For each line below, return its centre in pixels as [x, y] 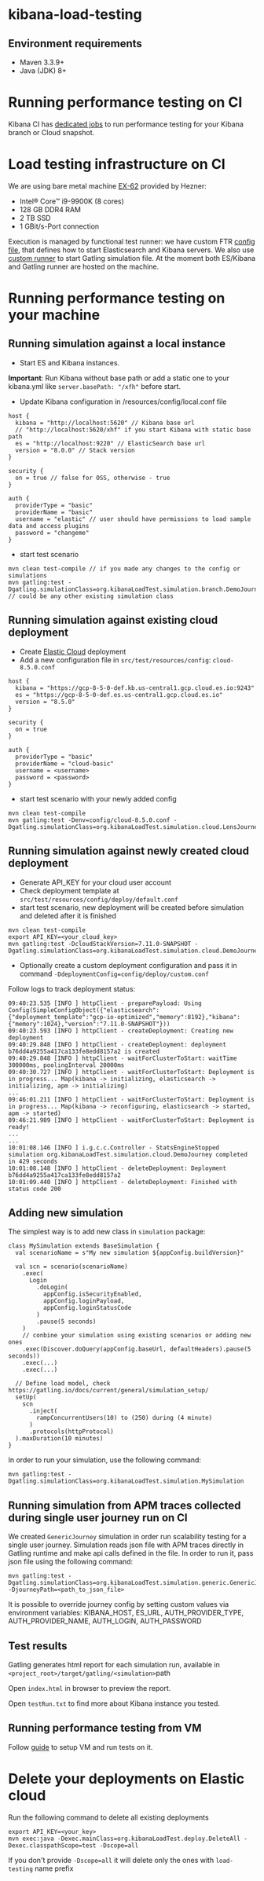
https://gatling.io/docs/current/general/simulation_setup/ [109, 1391]
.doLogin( [52, 1287]
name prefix [54, 1868]
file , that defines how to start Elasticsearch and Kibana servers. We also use [131, 250]
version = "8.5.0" [46, 702]
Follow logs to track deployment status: [72, 988]
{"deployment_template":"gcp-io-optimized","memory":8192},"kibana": [125, 1017]
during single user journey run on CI [98, 1518]
